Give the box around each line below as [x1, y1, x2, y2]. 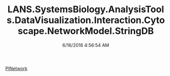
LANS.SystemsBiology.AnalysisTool [7, 4, 164, 15]
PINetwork [5, 65, 28, 71]
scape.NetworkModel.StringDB [17, 26, 154, 37]
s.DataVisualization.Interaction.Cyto [7, 14, 165, 26]
